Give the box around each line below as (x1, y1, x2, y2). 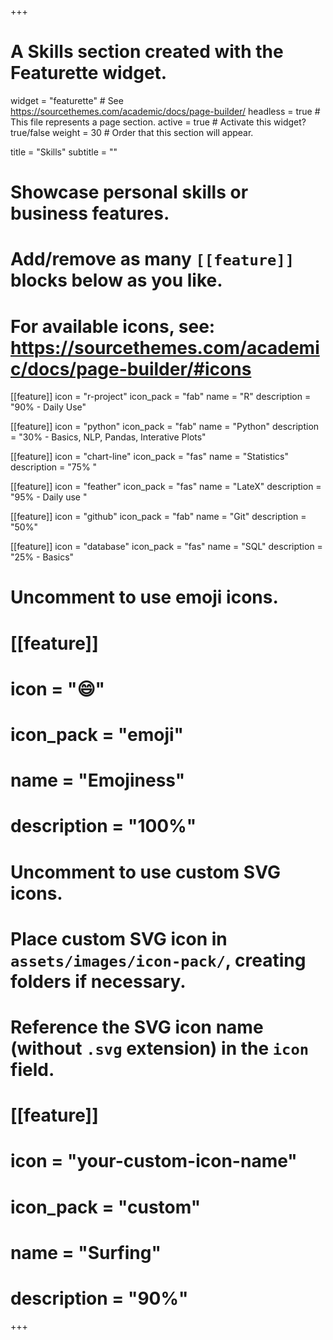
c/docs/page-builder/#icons (10, 357, 252, 380)
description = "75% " (10, 461, 98, 473)
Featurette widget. (10, 62, 168, 85)
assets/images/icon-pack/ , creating (10, 949, 307, 971)
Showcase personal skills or (10, 181, 249, 204)
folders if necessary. (10, 970, 187, 993)
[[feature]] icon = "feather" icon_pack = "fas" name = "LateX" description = (10, 481, 322, 493)
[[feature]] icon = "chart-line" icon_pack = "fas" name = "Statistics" (10, 451, 289, 463)
